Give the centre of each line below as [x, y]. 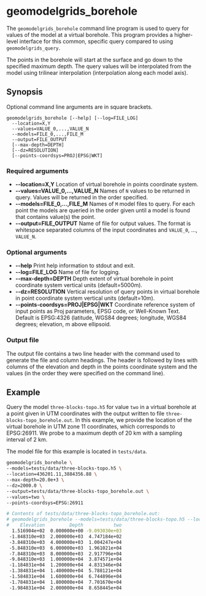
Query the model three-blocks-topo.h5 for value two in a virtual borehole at [101, 407]
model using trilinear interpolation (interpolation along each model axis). [97, 72]
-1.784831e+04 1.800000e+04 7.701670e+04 [65, 582]
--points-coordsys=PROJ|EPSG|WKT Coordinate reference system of [105, 305]
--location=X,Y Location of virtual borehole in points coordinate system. [107, 185]
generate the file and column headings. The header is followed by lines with [102, 360]
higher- [184, 34]
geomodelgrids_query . [33, 48]
